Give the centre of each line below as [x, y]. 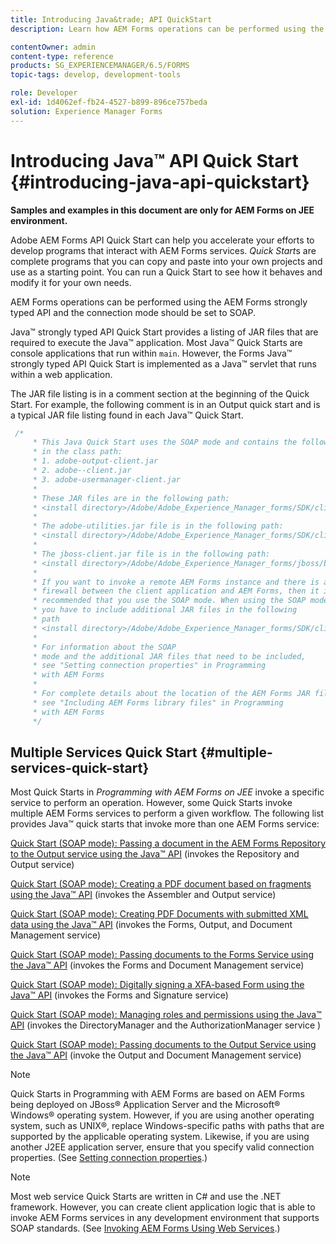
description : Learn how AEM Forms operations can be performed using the [167, 29]
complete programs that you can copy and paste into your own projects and [166, 261]
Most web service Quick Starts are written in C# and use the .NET [146, 1197]
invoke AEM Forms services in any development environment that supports [165, 1218]
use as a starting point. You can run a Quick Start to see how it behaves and [166, 272]
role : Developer [44, 93]
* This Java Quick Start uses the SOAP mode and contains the [165, 442]
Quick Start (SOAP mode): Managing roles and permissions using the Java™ [166, 1015]
